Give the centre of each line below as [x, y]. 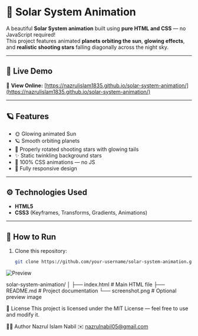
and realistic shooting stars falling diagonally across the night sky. [88, 47]
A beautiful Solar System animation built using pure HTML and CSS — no [96, 28]
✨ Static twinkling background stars [58, 155]
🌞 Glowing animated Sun [45, 134]
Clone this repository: [41, 251]
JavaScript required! [31, 34]
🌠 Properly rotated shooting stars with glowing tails [77, 149]
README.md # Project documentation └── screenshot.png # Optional [91, 291]
